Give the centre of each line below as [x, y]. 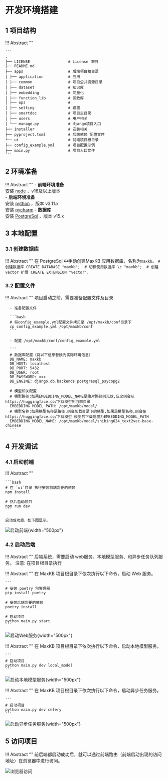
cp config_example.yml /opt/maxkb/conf [51, 326]
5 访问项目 [21, 741]
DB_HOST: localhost [30, 364]
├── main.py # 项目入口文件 [50, 151]
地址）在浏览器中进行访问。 [34, 760]
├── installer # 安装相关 [46, 129]
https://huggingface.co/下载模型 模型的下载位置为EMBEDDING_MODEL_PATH [77, 417]
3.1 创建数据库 [22, 249]
